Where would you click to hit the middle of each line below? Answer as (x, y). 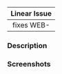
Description (27, 45)
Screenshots (29, 64)
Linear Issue (31, 13)
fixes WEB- (31, 25)
